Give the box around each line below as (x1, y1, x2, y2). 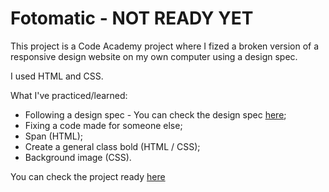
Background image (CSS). (24, 151, 132, 163)
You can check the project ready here (10, 170, 166, 182)
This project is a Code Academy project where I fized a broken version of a (10, 40, 320, 52)
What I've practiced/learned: (10, 89, 128, 101)
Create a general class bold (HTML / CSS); (24, 140, 201, 152)
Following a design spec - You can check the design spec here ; (24, 108, 287, 121)
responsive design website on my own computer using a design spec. (10, 50, 298, 62)
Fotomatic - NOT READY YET (10, 7, 254, 30)
